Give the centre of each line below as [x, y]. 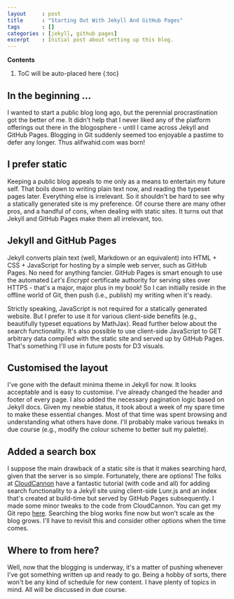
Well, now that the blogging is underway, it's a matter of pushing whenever [115, 567]
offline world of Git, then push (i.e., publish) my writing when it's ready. [110, 295]
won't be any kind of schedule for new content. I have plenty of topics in [112, 582]
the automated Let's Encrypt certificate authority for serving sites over [109, 280]
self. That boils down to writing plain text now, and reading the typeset [109, 189]
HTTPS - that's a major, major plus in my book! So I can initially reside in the [117, 287]
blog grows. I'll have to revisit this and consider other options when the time [117, 521]
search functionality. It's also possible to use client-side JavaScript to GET [115, 331]
